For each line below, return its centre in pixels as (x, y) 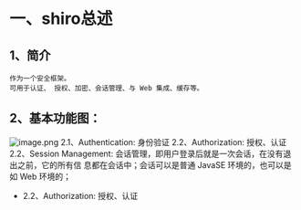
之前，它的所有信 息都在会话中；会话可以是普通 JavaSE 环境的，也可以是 (154, 164)
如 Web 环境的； (40, 176)
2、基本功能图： (56, 118)
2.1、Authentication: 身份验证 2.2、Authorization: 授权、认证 (174, 142)
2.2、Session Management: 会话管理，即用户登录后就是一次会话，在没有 (146, 153)
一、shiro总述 (61, 19)
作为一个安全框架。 (40, 79)
